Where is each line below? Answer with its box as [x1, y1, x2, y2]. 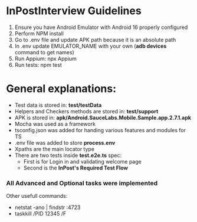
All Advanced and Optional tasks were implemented [6, 179, 158, 187]
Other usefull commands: [6, 192, 68, 200]
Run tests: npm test [14, 61, 62, 68]
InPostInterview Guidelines [6, 4, 142, 18]
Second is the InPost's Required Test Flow [23, 164, 129, 171]
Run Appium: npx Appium [14, 55, 77, 62]
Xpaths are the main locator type [14, 145, 95, 152]
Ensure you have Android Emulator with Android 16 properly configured [14, 24, 188, 31]
